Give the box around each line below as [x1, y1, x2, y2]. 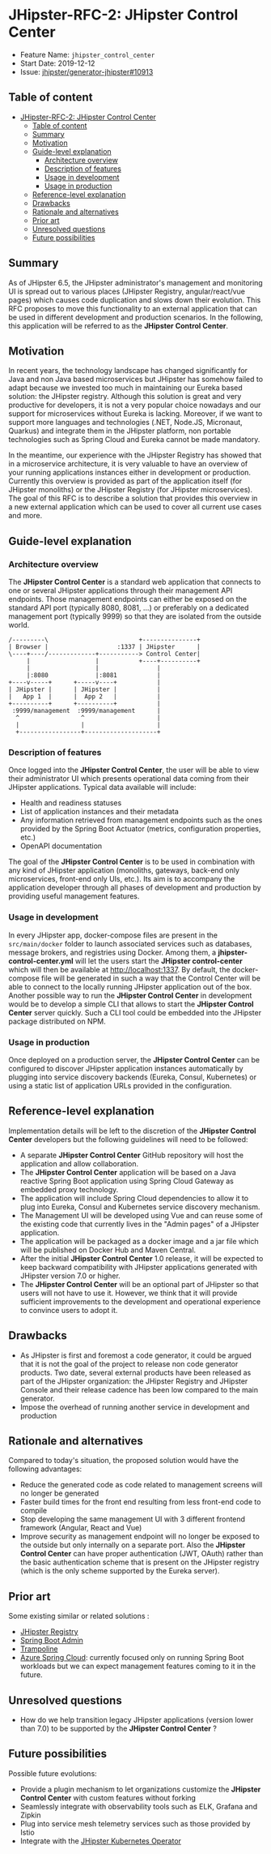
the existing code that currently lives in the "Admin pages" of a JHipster [19, 1219, 260, 1229]
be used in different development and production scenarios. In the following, [8, 312, 263, 322]
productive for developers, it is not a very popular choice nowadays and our [8, 400, 261, 410]
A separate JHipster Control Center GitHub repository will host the [19, 1150, 244, 1160]
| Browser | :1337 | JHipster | [8, 643, 201, 651]
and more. [8, 511, 43, 521]
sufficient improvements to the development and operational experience [19, 1296, 261, 1307]
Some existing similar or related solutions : [8, 1612, 150, 1621]
